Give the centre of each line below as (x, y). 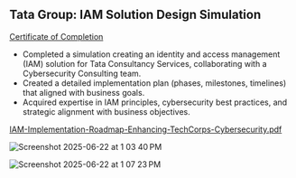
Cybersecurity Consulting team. (82, 73)
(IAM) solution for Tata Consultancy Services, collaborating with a (145, 63)
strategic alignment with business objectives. (106, 111)
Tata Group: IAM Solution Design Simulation (135, 15)
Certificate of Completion (56, 36)
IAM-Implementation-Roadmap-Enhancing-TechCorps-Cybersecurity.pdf (146, 129)
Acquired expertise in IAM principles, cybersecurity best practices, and (155, 102)
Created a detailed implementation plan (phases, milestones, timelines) (154, 83)
